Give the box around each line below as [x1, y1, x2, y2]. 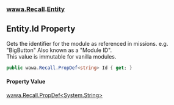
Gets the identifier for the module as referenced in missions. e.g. [6, 40, 169, 47]
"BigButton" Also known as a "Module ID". [6, 46, 112, 54]
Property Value [6, 78, 46, 85]
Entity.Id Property [6, 24, 76, 34]
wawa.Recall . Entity [6, 5, 65, 13]
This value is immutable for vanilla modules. [6, 52, 117, 60]
